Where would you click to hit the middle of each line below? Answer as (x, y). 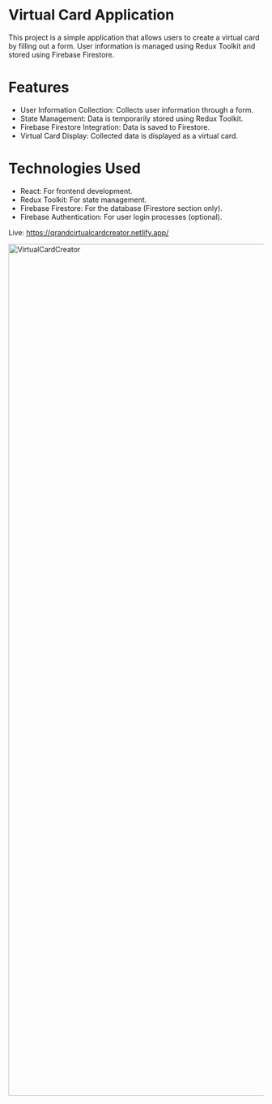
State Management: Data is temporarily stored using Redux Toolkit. (132, 118)
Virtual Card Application (91, 15)
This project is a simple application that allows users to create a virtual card (134, 37)
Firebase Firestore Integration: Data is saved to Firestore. (115, 127)
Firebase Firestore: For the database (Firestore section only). (121, 208)
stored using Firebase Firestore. (62, 54)
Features (39, 88)
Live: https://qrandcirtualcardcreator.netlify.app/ (89, 232)
